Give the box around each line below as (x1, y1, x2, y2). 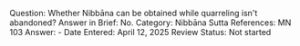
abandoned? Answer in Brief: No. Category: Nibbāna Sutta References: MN (9, 17, 292, 28)
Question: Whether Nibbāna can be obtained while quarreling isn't (9, 8, 258, 18)
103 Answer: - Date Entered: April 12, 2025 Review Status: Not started (9, 27, 272, 37)
